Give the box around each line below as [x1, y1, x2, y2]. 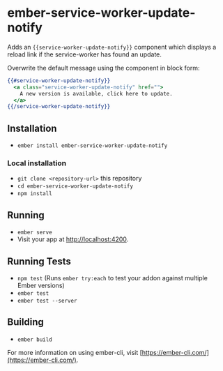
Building [7, 316, 44, 328]
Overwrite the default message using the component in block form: [7, 63, 200, 72]
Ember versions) [17, 281, 65, 290]
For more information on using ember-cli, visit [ [7, 348, 143, 356]
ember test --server [17, 298, 77, 305]
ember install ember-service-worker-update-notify [17, 142, 168, 149]
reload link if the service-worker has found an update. [7, 50, 162, 59]
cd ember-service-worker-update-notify [17, 183, 134, 190]
